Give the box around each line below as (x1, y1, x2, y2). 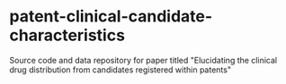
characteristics (9, 25, 126, 46)
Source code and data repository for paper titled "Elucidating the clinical (9, 55, 277, 65)
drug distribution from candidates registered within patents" (9, 64, 232, 75)
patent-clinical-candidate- (9, 6, 213, 27)
